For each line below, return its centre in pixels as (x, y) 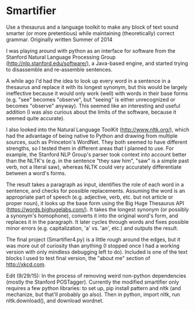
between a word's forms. (36, 173)
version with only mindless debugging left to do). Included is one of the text (97, 252)
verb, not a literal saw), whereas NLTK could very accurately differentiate (94, 167)
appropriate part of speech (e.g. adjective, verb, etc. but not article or (90, 197)
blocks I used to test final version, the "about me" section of (78, 258)
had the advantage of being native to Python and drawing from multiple (92, 135)
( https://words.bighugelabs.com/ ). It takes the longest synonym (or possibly (97, 209)
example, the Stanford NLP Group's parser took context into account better (96, 154)
